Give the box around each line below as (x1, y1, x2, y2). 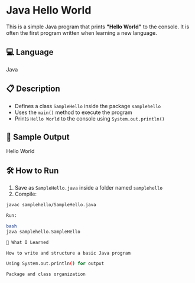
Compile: (14, 190, 37, 198)
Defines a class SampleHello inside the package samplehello (14, 102, 161, 109)
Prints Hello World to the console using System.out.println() (14, 115, 165, 122)
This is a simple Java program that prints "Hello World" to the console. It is (6, 23, 190, 30)
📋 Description (6, 84, 60, 94)
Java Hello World (6, 4, 92, 17)
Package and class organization (6, 271, 86, 278)
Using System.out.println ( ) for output (6, 261, 105, 266)
